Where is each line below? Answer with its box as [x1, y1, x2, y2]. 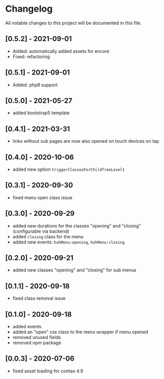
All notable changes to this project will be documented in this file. [5, 20, 142, 26]
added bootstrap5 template [12, 110, 70, 116]
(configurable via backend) [12, 228, 70, 234]
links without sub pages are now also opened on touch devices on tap [12, 138, 159, 144]
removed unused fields [12, 334, 61, 340]
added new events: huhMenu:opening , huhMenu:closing [12, 239, 125, 245]
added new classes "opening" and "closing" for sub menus [12, 267, 137, 273]
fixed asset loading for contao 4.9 [12, 368, 84, 374]
